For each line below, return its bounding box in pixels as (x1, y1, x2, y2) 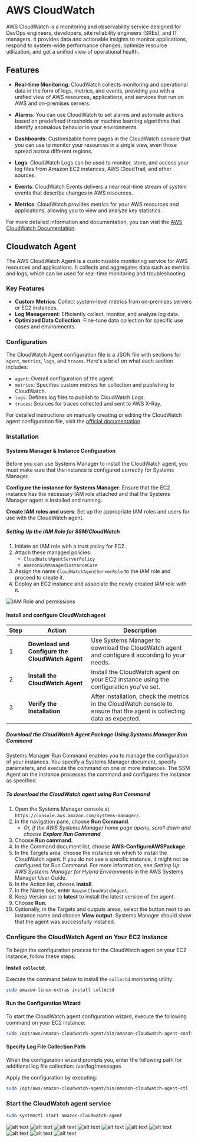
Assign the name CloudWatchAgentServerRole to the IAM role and (14, 568, 171, 575)
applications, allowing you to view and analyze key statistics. (14, 207, 162, 214)
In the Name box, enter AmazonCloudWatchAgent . (14, 887, 129, 894)
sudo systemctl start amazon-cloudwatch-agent (6, 1113, 123, 1119)
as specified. (6, 777, 38, 784)
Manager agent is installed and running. (6, 496, 103, 504)
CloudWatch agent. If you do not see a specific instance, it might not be (14, 855, 189, 863)
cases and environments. (14, 322, 77, 330)
